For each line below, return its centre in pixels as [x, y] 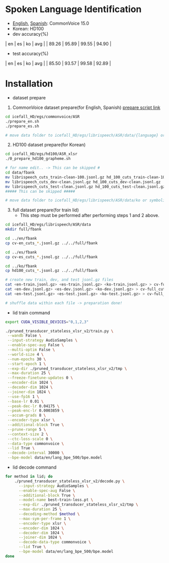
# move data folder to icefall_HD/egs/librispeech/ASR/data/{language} [82, 135]
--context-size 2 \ [28, 434]
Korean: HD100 [28, 28]
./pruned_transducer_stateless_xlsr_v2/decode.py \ [69, 481]
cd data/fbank [20, 173]
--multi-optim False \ [31, 350]
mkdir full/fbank [23, 230]
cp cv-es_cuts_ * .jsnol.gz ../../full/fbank [52, 257]
